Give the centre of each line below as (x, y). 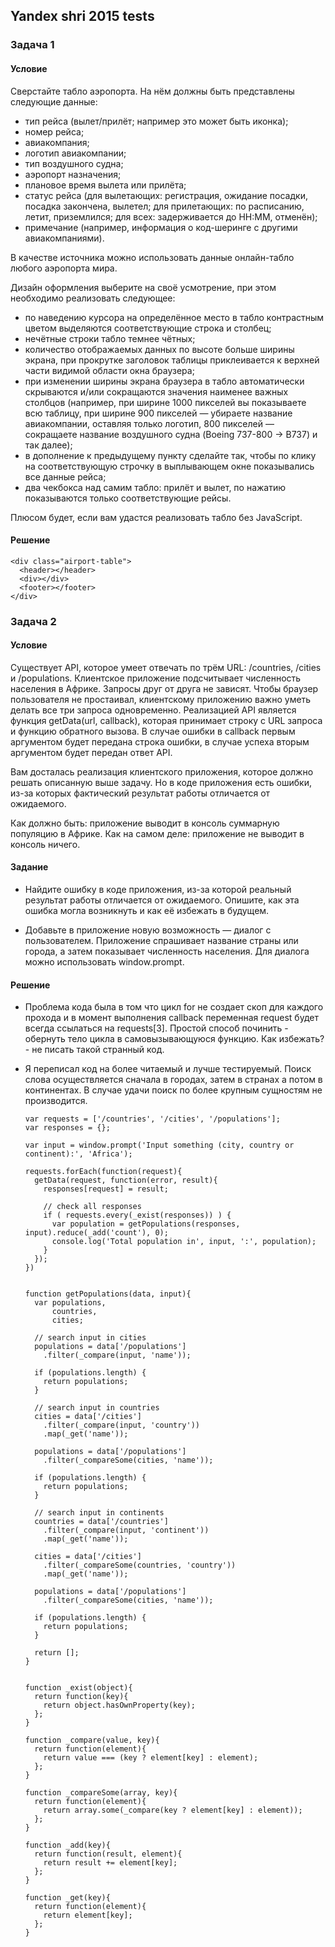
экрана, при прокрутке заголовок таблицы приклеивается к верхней (172, 360)
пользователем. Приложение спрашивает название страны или (161, 941)
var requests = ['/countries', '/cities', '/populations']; (152, 1119)
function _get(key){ (67, 1898)
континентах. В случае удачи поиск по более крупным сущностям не (173, 1090)
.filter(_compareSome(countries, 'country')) (140, 1565)
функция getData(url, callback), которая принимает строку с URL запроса (166, 720)
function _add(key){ (67, 1845)
